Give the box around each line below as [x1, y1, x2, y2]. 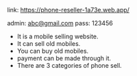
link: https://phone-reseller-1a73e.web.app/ [7, 6, 130, 14]
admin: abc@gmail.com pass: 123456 [7, 19, 113, 27]
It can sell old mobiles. [16, 40, 81, 47]
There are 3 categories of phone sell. [16, 62, 122, 69]
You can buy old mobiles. [16, 47, 89, 55]
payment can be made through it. [16, 54, 112, 62]
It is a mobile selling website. [16, 32, 99, 40]
